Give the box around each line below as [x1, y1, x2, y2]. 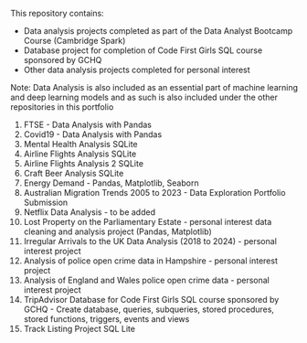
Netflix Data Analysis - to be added [23, 207, 156, 218]
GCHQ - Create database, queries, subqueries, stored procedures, [23, 304, 275, 315]
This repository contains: [10, 8, 104, 18]
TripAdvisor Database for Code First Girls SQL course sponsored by [23, 295, 280, 305]
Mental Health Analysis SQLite [23, 139, 138, 149]
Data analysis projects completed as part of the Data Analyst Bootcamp [23, 26, 293, 36]
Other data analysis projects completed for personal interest [23, 64, 250, 75]
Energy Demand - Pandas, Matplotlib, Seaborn [23, 177, 199, 188]
